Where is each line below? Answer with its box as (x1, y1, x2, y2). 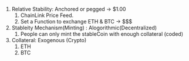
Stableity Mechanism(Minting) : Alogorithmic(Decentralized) (11, 24, 157, 31)
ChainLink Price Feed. (20, 12, 74, 19)
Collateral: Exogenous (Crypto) (11, 37, 87, 43)
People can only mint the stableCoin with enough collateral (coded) (20, 30, 184, 38)
